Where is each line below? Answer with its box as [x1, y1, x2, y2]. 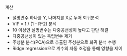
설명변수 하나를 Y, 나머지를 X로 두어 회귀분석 [12, 15, 99, 21]
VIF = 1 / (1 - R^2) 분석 [12, 21, 57, 27]
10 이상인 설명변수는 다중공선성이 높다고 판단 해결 [12, 27, 109, 33]
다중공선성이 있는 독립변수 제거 [12, 33, 72, 39]
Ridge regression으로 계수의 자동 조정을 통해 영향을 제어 [12, 46, 123, 51]
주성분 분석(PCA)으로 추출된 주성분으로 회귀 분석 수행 [12, 39, 116, 45]
